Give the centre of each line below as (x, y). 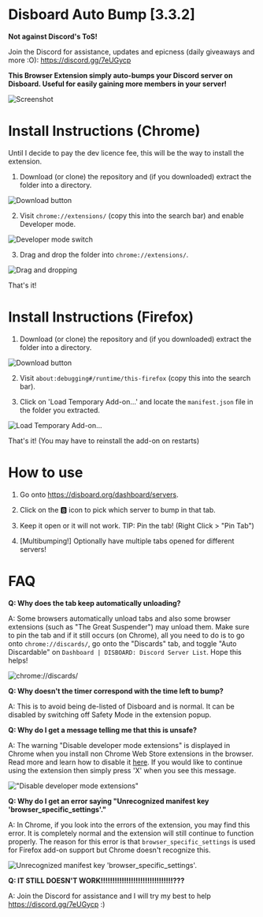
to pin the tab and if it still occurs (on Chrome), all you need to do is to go (127, 635)
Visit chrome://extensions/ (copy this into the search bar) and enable (131, 216)
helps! (18, 660)
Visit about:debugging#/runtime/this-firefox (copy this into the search (135, 378)
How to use (46, 472)
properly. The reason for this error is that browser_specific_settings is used (132, 841)
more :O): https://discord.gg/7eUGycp (70, 60)
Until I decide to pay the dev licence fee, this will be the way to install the (126, 152)
